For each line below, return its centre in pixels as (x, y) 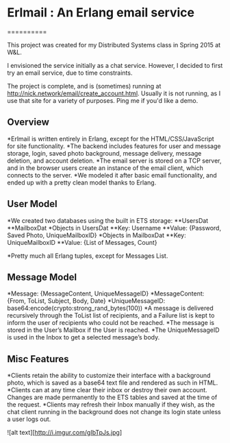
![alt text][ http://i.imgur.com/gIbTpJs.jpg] (65, 433)
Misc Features (38, 359)
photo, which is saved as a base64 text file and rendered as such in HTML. (113, 383)
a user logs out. (29, 419)
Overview (28, 122)
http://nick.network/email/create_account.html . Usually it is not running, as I (114, 93)
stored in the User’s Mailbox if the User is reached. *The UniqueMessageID (114, 330)
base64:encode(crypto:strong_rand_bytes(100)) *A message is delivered (110, 308)
